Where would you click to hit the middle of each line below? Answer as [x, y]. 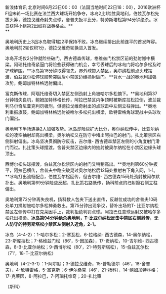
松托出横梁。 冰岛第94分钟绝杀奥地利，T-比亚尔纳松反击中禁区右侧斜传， [80, 218]
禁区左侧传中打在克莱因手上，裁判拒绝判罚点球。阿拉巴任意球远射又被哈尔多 [83, 212]
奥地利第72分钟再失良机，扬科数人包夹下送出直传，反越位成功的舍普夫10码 [81, 199]
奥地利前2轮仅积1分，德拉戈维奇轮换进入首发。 [53, 48]
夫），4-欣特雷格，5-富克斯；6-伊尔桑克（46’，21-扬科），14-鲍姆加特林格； [83, 270]
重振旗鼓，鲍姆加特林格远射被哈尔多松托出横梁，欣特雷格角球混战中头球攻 [85, 112]
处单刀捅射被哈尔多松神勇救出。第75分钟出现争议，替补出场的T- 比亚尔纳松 [82, 205]
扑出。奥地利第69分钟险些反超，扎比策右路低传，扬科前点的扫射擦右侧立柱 [82, 183]
